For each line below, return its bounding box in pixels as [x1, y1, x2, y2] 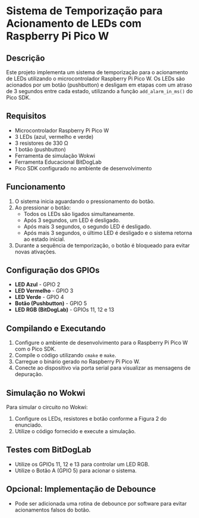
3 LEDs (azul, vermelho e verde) [14, 133, 94, 140]
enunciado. [14, 421, 43, 428]
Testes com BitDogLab [6, 445, 91, 455]
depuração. [14, 371, 43, 378]
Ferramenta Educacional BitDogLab [14, 158, 102, 166]
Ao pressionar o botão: [14, 204, 71, 211]
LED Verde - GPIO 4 [14, 294, 64, 301]
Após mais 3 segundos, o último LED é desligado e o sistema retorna [23, 229, 192, 236]
